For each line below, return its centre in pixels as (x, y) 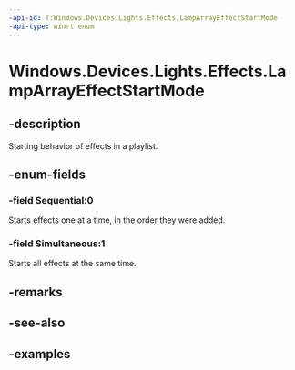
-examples (40, 354)
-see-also (37, 323)
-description (45, 124)
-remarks (36, 292)
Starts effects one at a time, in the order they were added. (117, 220)
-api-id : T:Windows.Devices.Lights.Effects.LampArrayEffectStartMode (143, 18)
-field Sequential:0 (51, 200)
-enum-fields (47, 174)
